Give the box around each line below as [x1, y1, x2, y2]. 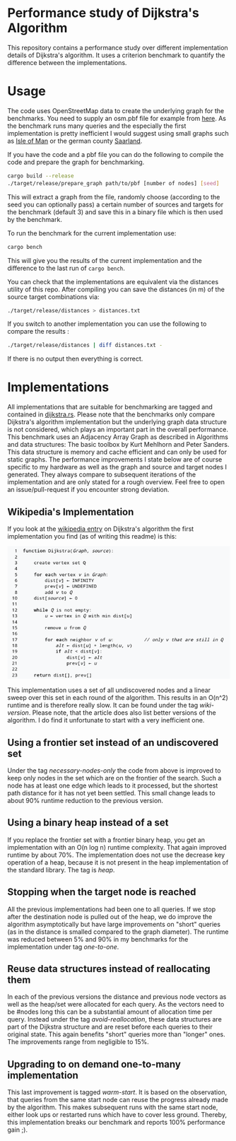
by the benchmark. [7, 215, 62, 223]
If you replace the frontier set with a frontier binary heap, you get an [7, 836, 206, 844]
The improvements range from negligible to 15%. [7, 1038, 150, 1046]
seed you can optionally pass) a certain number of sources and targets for [7, 200, 224, 209]
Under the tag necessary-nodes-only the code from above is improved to [7, 766, 221, 775]
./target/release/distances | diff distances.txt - [7, 341, 163, 349]
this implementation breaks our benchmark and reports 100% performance [7, 1118, 225, 1127]
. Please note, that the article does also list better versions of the [28, 708, 217, 717]
